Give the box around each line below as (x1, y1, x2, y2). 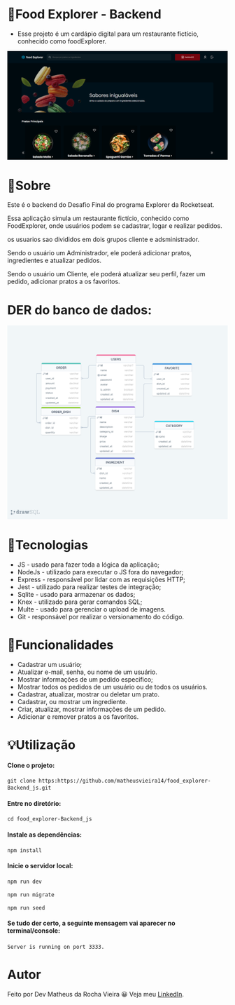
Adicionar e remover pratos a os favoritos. (17, 712, 139, 721)
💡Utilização (7, 736, 76, 753)
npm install (7, 847, 42, 854)
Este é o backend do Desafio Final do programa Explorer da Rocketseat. (7, 201, 215, 209)
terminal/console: (7, 926, 61, 935)
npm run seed (7, 904, 45, 911)
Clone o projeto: (7, 761, 55, 769)
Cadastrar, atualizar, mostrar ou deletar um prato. (17, 690, 159, 699)
